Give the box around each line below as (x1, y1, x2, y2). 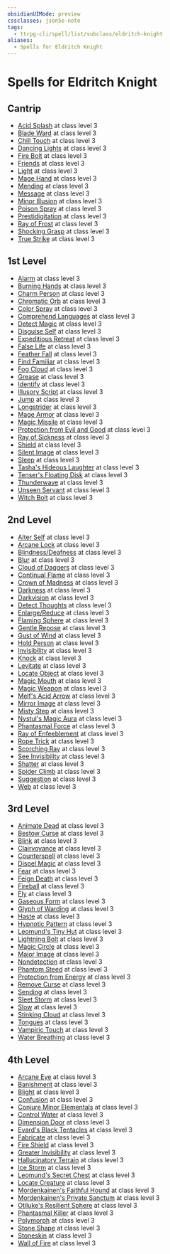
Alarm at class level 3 (17, 274, 80, 282)
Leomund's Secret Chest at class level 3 (17, 1171, 135, 1179)
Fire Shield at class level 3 (17, 1141, 94, 1149)
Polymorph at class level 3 (17, 1216, 95, 1225)
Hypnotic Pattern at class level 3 (17, 920, 113, 928)
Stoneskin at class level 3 (17, 1231, 92, 1240)
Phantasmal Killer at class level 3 (17, 1208, 114, 1217)
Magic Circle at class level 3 (17, 942, 100, 951)
